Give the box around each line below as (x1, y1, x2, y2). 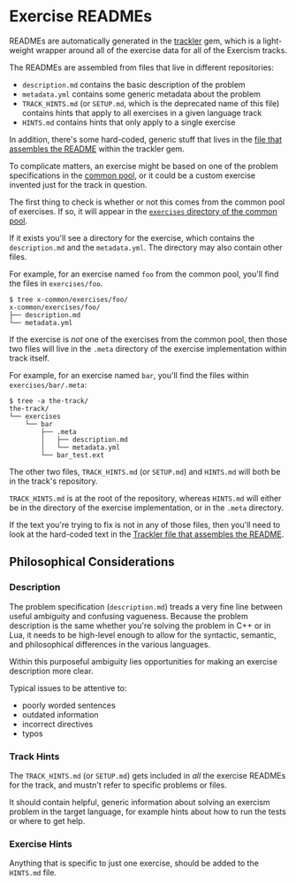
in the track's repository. (9, 476, 99, 486)
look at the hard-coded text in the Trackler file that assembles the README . (9, 529, 285, 540)
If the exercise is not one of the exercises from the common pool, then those (9, 334, 287, 345)
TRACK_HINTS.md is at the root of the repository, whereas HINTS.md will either (9, 493, 282, 503)
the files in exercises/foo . (9, 277, 103, 289)
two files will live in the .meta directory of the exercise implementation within (9, 343, 287, 353)
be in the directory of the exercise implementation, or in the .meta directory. (9, 502, 285, 513)
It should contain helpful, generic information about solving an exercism (9, 796, 271, 807)
